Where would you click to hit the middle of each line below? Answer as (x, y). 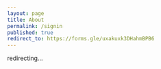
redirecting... (25, 58)
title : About (26, 20)
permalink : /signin (35, 26)
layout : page (26, 13)
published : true (30, 32)
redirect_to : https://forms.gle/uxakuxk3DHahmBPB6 (81, 39)
